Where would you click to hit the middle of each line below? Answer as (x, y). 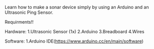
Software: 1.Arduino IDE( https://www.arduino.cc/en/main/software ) (74, 41)
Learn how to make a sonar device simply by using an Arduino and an (77, 7)
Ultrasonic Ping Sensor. (29, 12)
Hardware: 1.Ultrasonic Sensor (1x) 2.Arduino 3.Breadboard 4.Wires (74, 31)
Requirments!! (19, 22)
